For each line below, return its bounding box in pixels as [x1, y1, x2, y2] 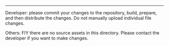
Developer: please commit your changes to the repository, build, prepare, [5, 10, 157, 15]
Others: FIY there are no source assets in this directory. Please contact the [5, 30, 159, 36]
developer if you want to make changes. [5, 35, 89, 41]
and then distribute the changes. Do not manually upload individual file [5, 15, 152, 21]
